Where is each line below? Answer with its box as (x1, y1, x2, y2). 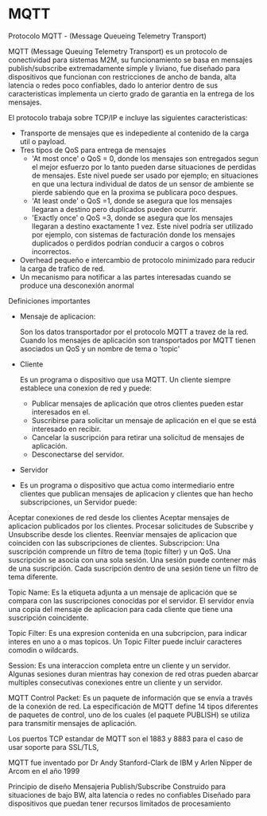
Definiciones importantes (8, 296, 91, 305)
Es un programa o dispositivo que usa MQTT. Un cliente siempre (19, 375, 231, 384)
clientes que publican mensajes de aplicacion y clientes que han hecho (19, 488, 253, 498)
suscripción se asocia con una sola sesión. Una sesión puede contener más (8, 555, 257, 564)
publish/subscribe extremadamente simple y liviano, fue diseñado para (8, 63, 241, 73)
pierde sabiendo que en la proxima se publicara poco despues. (31, 187, 238, 197)
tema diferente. (8, 571, 58, 582)
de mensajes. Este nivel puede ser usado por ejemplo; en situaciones (31, 171, 259, 180)
